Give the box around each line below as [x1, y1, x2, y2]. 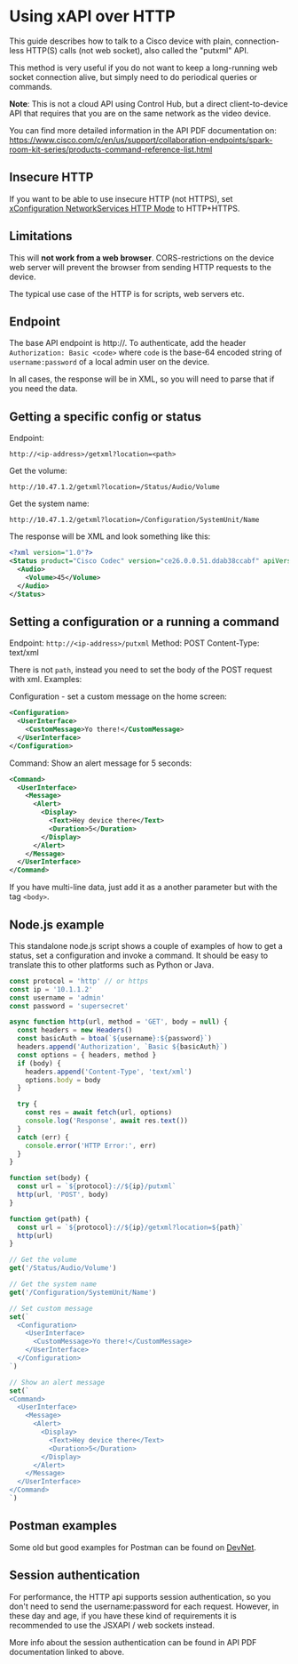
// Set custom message [9, 1304, 93, 1313]
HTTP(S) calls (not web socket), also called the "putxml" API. [26, 44, 249, 55]
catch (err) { [17, 1132, 69, 1142]
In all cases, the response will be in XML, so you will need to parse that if [9, 374, 275, 384]
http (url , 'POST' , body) [17, 1190, 109, 1200]
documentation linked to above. [9, 1646, 125, 1657]
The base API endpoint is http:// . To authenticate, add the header [9, 338, 247, 349]
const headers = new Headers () [17, 1025, 133, 1035]
